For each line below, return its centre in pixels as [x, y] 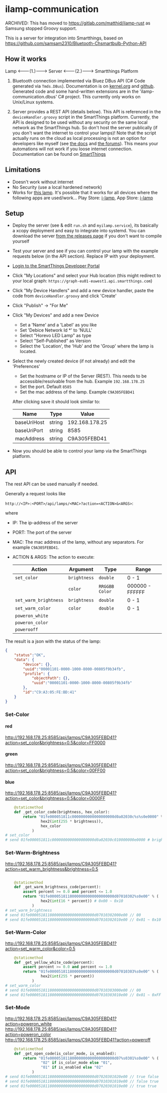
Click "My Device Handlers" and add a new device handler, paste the [83, 291]
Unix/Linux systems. [33, 102]
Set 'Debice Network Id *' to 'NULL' [56, 330]
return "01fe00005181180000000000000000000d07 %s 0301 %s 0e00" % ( [91, 1058]
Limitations [23, 170]
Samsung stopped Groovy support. [41, 28]
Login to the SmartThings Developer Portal [56, 266]
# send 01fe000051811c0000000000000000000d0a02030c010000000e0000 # [78, 840]
